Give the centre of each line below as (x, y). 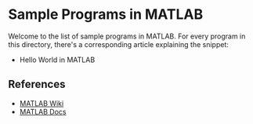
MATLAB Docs (43, 111)
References (37, 84)
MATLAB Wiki (42, 103)
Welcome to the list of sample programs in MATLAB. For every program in (127, 36)
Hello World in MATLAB (57, 60)
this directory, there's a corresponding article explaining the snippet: (118, 44)
